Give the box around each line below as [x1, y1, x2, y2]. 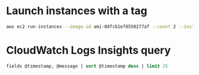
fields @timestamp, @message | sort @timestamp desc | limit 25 [6, 63, 168, 69]
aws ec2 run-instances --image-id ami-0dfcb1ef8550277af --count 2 [6, 24, 176, 30]
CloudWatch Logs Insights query [6, 44, 171, 57]
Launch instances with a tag [6, 4, 147, 18]
